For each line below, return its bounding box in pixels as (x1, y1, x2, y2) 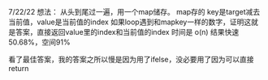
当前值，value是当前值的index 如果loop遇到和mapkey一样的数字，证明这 (8, 17, 252, 27)
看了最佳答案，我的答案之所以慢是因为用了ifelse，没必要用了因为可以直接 (8, 55, 254, 64)
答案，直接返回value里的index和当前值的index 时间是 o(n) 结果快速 (15, 27, 240, 36)
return (8, 64, 29, 73)
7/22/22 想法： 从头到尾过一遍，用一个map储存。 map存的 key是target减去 (8, 7, 261, 16)
